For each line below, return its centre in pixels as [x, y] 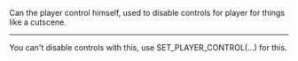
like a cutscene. [38, 22]
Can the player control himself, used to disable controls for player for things [147, 13]
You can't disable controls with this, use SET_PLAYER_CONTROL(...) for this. [148, 47]
